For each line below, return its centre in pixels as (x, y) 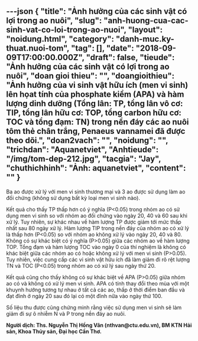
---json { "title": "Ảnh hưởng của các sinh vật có (97, 12)
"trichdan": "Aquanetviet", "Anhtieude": (82, 150)
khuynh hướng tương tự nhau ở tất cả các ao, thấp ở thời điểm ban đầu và (95, 290)
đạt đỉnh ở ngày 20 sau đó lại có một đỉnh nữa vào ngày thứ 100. (84, 296)
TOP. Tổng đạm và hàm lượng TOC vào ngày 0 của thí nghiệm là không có (96, 247)
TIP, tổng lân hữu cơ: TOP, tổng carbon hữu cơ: (94, 113)
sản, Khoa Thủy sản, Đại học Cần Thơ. (54, 331)
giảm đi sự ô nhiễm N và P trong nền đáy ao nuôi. (66, 313)
